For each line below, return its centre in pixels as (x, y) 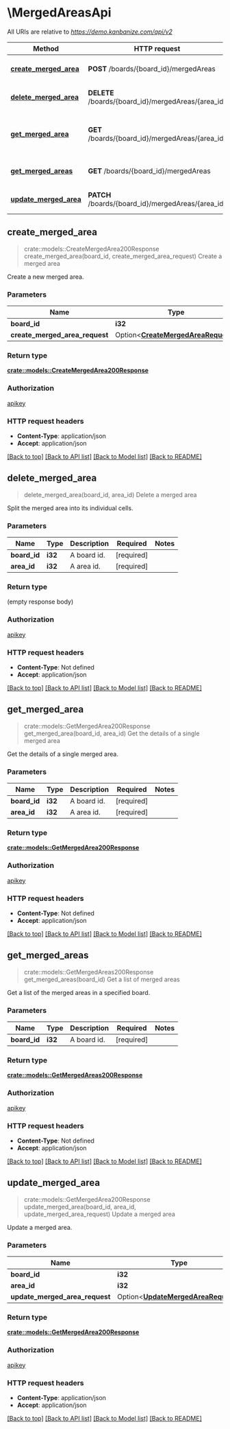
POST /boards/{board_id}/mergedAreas (152, 69)
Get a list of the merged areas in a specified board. (79, 992)
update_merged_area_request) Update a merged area (100, 1214)
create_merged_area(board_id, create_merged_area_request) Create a (123, 256)
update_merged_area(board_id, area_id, (80, 1207)
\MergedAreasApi (59, 13)
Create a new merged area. (46, 277)
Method (46, 48)
